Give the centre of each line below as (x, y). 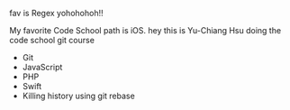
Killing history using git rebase (78, 96)
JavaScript (42, 67)
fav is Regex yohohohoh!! (56, 13)
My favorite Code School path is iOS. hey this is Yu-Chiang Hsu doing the (145, 30)
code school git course (52, 40)
